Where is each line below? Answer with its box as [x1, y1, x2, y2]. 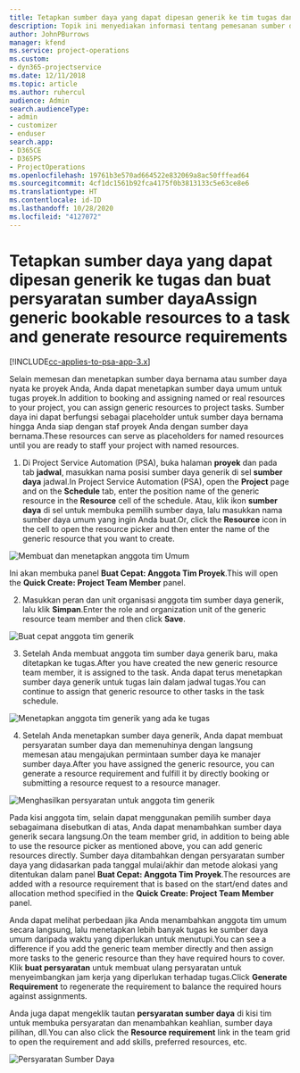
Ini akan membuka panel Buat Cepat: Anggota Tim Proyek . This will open [9, 568, 279, 578]
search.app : [9, 137, 54, 146]
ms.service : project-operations [9, 46, 129, 55]
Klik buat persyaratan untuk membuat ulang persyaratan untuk [9, 961, 242, 973]
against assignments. [9, 990, 87, 1001]
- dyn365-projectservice [9, 63, 102, 72]
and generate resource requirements [9, 327, 288, 346]
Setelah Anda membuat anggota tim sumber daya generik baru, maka [21, 648, 279, 659]
